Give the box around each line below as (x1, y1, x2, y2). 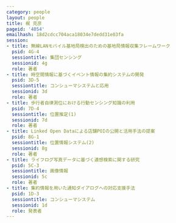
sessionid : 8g (12, 145, 48, 152)
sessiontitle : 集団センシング (12, 54, 82, 60)
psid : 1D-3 (12, 191, 40, 197)
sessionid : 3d (12, 89, 48, 95)
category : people (6, 9, 51, 15)
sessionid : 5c (12, 174, 48, 180)
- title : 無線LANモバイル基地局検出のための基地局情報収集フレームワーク (6, 43, 171, 49)
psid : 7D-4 (12, 105, 40, 112)
